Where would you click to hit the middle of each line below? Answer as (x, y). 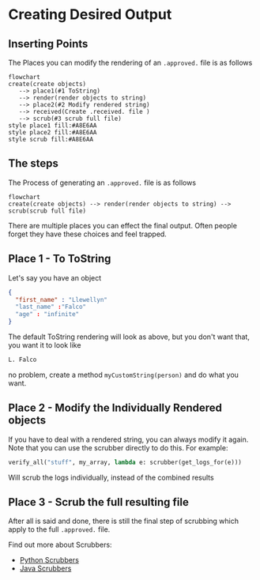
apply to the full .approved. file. (59, 529)
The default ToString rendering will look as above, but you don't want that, (129, 337)
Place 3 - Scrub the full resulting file (99, 502)
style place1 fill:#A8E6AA (53, 126)
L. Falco (23, 360)
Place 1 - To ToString (60, 259)
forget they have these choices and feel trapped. (88, 234)
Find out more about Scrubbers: (60, 545)
